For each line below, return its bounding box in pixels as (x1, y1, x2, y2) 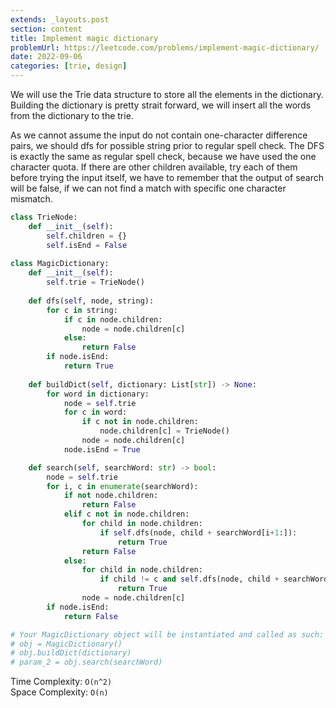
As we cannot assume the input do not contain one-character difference (10, 129, 308, 141)
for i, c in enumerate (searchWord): (46, 481, 199, 491)
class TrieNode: (10, 212, 78, 222)
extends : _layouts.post (10, 14, 110, 25)
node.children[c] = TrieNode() (99, 426, 230, 436)
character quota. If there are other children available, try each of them (10, 161, 298, 173)
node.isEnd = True (63, 444, 141, 455)
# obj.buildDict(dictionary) (10, 648, 132, 658)
